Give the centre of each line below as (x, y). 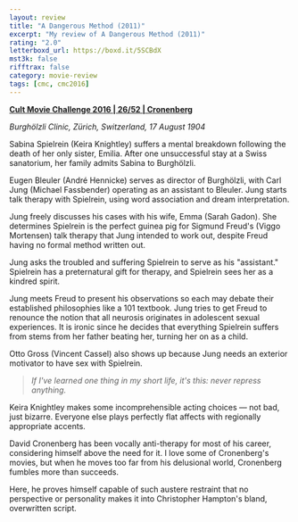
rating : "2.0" (36, 42)
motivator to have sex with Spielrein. (76, 363)
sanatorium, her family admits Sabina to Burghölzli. (103, 162)
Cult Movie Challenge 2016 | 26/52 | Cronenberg (101, 109)
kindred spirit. (35, 281)
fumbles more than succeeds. (64, 472)
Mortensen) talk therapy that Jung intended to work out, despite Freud (139, 235)
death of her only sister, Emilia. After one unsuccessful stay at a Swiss (138, 153)
